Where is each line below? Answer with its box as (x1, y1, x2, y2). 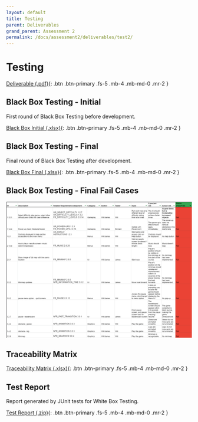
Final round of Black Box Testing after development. (6, 157, 132, 164)
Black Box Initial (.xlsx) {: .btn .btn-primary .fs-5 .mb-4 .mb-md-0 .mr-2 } (6, 124, 181, 131)
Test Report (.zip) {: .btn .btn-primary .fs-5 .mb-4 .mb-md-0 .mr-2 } (6, 409, 169, 416)
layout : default (6, 9, 46, 15)
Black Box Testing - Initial (6, 97, 101, 107)
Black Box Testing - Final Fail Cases (6, 186, 139, 196)
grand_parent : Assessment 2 (6, 28, 75, 34)
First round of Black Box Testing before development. (6, 113, 136, 120)
